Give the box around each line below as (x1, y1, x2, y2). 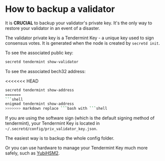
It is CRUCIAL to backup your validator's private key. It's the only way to (5, 20, 153, 26)
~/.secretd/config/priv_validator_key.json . (5, 126, 98, 132)
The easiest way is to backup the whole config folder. (5, 135, 114, 141)
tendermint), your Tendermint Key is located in (5, 120, 100, 126)
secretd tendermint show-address (5, 87, 74, 92)
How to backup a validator (5, 3, 115, 15)
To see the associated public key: (5, 50, 73, 56)
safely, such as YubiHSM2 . (5, 150, 60, 156)
